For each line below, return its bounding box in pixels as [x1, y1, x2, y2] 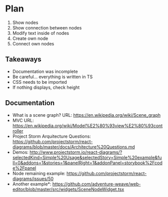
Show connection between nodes [12, 24, 82, 30]
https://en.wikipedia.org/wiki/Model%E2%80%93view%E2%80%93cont [12, 123, 163, 129]
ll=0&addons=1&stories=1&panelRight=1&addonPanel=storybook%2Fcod [12, 160, 162, 166]
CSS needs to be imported [12, 79, 67, 85]
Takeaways [5, 55, 41, 64]
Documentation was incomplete [12, 68, 78, 74]
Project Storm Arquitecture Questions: [12, 133, 91, 139]
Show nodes [12, 19, 38, 25]
